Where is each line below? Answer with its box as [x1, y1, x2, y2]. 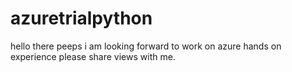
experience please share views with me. [10, 50, 176, 62]
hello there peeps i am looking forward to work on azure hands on [10, 40, 282, 52]
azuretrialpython [10, 7, 153, 30]
